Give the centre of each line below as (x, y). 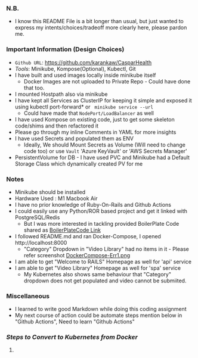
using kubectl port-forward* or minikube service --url (84, 107)
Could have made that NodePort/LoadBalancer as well (89, 113)
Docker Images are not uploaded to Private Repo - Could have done (107, 81)
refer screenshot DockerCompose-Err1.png (77, 255)
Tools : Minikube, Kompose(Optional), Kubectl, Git (75, 69)
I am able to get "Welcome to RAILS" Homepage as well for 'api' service (103, 262)
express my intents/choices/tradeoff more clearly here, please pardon (101, 27)
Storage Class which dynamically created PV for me (79, 164)
